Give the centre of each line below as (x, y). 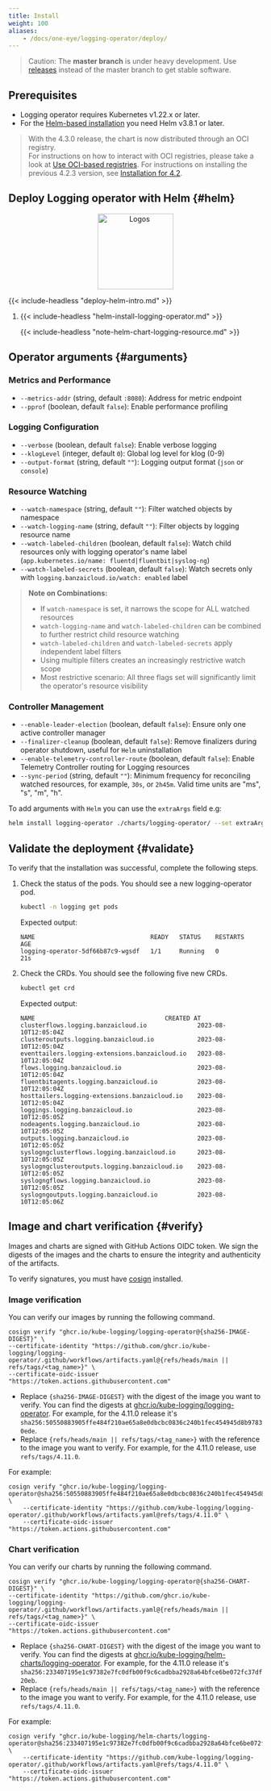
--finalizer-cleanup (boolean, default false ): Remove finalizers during (138, 741)
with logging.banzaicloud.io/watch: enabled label (104, 578)
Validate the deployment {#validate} (102, 848)
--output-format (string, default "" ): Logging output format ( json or (132, 461)
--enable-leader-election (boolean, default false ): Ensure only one (133, 724)
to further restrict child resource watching (110, 635)
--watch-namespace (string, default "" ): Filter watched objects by (126, 509)
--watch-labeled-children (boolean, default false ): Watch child (125, 543)
